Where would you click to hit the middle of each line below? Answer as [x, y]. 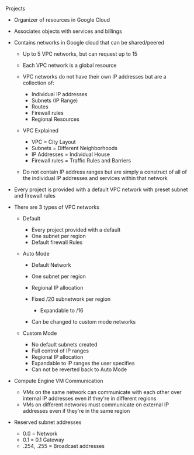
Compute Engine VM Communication [58, 381]
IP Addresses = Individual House [71, 154]
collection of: [39, 83]
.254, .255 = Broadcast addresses [63, 446]
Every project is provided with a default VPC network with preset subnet [101, 189]
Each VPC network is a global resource [70, 65]
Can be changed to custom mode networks [84, 322]
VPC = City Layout [54, 142]
